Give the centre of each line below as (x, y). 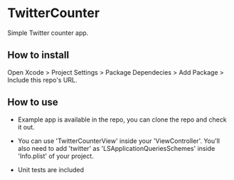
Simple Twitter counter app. (48, 33)
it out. (26, 127)
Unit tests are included (50, 169)
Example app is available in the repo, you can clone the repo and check (122, 120)
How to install (38, 55)
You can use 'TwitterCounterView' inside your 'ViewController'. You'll (119, 141)
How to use (33, 102)
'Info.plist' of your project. (55, 156)
